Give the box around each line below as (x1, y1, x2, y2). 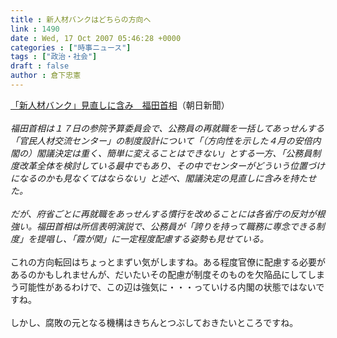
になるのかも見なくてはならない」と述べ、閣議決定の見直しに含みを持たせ (10, 172, 317, 184)
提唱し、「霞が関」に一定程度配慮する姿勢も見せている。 (36, 232, 269, 245)
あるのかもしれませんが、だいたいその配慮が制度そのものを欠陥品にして (10, 268, 308, 280)
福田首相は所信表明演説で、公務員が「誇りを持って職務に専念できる (36, 220, 317, 232)
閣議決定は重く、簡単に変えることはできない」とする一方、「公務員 (36, 147, 313, 159)
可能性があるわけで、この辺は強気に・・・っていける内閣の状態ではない (18, 281, 317, 293)
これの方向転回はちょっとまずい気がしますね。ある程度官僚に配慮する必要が (10, 256, 326, 268)
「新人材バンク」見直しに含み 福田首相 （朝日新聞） (10, 99, 230, 111)
